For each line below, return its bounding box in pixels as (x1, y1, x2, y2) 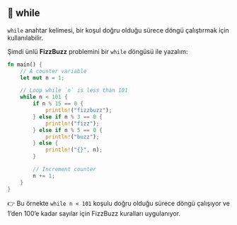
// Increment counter (33, 166, 97, 173)
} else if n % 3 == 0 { (33, 113, 103, 121)
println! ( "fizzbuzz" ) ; (45, 107, 112, 114)
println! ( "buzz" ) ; (45, 133, 100, 141)
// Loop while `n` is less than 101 (20, 87, 129, 94)
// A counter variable (20, 67, 87, 75)
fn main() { (7, 61, 42, 68)
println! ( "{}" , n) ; (45, 146, 103, 153)
